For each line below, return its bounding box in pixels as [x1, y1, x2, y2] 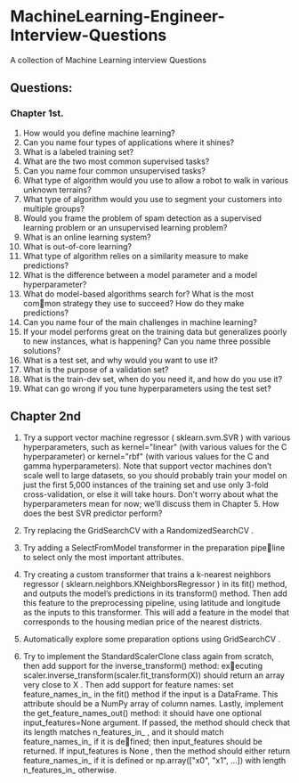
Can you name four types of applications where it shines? [22, 136, 235, 148]
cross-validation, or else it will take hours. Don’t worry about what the [22, 489, 279, 500]
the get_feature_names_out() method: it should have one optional [22, 708, 262, 719]
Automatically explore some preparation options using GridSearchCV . [22, 634, 281, 645]
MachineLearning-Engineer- [10, 6, 225, 27]
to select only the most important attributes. [22, 552, 184, 563]
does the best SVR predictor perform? [22, 508, 163, 518]
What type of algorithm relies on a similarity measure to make [22, 250, 248, 261]
